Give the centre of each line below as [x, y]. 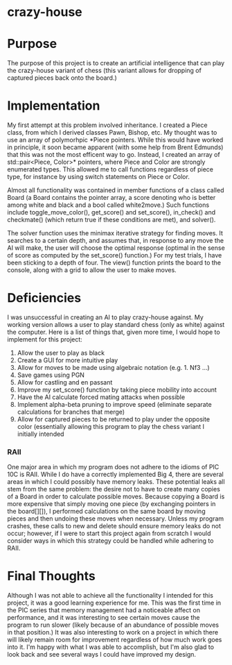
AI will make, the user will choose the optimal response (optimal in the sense [116, 248]
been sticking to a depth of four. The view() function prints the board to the [114, 263]
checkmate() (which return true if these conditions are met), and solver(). [111, 220]
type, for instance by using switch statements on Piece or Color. [99, 177]
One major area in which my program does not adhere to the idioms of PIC [113, 467]
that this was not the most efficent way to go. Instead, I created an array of [114, 155]
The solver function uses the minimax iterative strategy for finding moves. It [115, 233]
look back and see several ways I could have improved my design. [101, 655]
